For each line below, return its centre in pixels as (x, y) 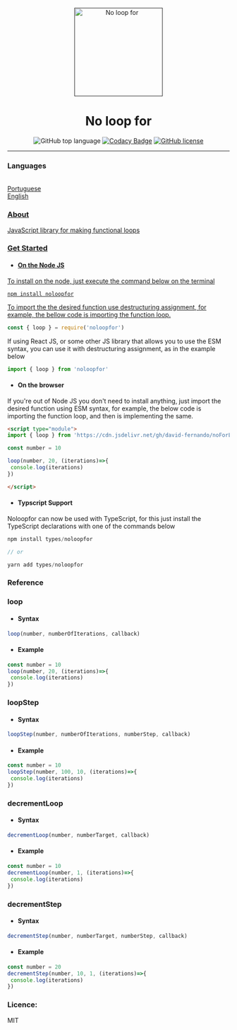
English (18, 196)
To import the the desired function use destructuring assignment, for (107, 307)
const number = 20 (34, 967)
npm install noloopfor (41, 294)
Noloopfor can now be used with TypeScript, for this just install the (104, 518)
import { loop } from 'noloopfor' (58, 369)
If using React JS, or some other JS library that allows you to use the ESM (114, 341)
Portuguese (24, 189)
